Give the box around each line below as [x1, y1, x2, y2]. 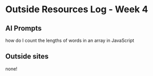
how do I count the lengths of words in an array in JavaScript [5, 37, 135, 43]
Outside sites [5, 52, 49, 61]
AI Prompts [5, 24, 42, 33]
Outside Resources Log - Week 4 [5, 4, 148, 15]
